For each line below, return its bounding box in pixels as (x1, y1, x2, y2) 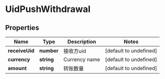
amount (8, 65, 27, 71)
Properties (5, 23, 39, 32)
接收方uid (63, 47, 86, 54)
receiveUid (8, 47, 34, 54)
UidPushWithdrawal (5, 3, 91, 15)
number (39, 47, 59, 54)
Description (67, 38, 96, 45)
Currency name (63, 56, 100, 63)
